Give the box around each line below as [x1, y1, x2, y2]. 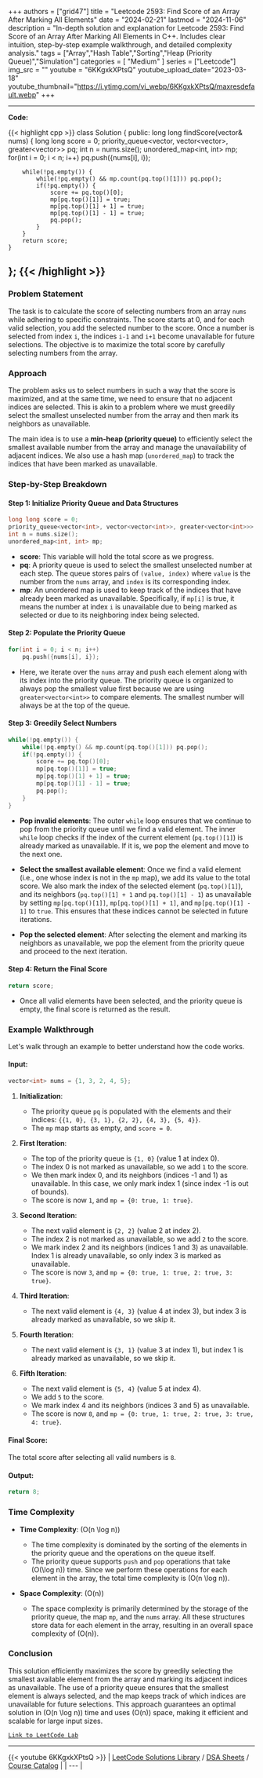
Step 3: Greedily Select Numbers [8, 719, 117, 728]
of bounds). [31, 1187, 69, 1196]
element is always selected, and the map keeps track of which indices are [8, 1691, 247, 1700]
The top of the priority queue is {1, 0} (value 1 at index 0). [31, 1154, 220, 1163]
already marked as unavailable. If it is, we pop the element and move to [19, 840, 249, 851]
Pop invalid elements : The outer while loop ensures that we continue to [19, 816, 252, 825]
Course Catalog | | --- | [8, 1761, 83, 1770]
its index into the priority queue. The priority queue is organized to [19, 675, 233, 685]
